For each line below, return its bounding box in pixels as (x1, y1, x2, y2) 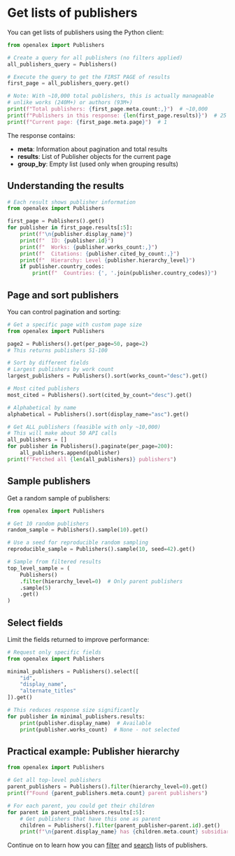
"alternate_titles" (20, 687, 77, 694)
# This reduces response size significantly (7, 707, 139, 714)
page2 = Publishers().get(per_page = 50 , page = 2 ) (7, 340, 149, 347)
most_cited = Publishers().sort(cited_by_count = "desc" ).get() (7, 391, 192, 398)
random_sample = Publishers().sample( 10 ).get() (7, 526, 149, 533)
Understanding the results (7, 180, 124, 192)
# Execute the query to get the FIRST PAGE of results (7, 73, 171, 80)
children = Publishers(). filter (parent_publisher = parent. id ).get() (20, 822, 220, 829)
